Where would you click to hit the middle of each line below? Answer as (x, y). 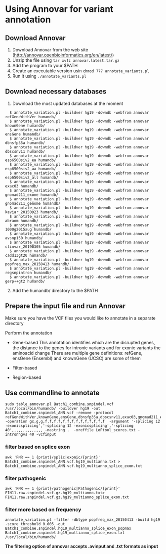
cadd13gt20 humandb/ (26, 255)
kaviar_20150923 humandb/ (32, 212)
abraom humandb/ (22, 221)
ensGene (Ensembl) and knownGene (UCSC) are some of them (76, 358)
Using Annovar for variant (59, 9)
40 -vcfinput (43, 435)
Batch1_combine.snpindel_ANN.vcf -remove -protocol (59, 413)
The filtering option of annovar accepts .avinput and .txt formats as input (82, 546)
